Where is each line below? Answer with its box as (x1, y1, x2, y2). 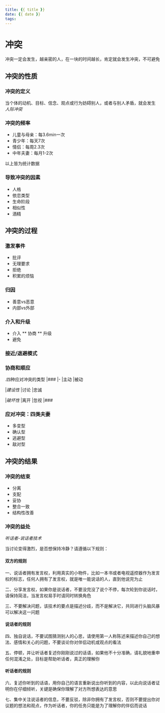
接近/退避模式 (5, 350, 38, 357)
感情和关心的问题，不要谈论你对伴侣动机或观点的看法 (13, 639, 121, 645)
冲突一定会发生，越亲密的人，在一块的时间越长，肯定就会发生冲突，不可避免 (5, 56, 160, 62)
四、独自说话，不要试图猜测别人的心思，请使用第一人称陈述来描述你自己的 (5, 633, 156, 639)
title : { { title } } (5, 7, 45, 12)
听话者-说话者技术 (5, 535, 42, 541)
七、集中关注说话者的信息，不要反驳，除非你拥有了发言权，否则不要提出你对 (5, 696, 160, 702)
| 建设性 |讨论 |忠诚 (5, 387, 42, 393)
